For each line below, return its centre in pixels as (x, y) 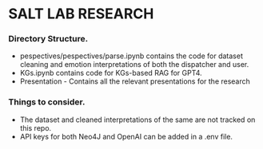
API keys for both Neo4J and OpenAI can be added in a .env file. (126, 136)
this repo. (36, 127)
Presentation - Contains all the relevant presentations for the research (135, 81)
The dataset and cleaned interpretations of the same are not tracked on (137, 120)
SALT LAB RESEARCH (81, 14)
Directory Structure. (48, 39)
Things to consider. (47, 102)
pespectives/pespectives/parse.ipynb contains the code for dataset (131, 56)
